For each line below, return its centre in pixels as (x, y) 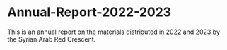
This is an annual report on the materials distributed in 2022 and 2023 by (114, 32)
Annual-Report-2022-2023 (89, 12)
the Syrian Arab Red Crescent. (52, 39)
